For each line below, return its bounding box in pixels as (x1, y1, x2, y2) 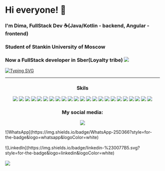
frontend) (5, 30, 28, 37)
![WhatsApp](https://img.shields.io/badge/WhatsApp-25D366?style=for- (5, 129, 152, 135)
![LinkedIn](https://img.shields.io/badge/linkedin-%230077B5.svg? (5, 144, 140, 150)
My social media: (61, 109, 104, 115)
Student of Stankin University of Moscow (5, 44, 106, 51)
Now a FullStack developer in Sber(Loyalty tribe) (5, 57, 123, 63)
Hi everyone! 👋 (5, 4, 66, 16)
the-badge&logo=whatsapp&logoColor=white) (5, 134, 99, 140)
